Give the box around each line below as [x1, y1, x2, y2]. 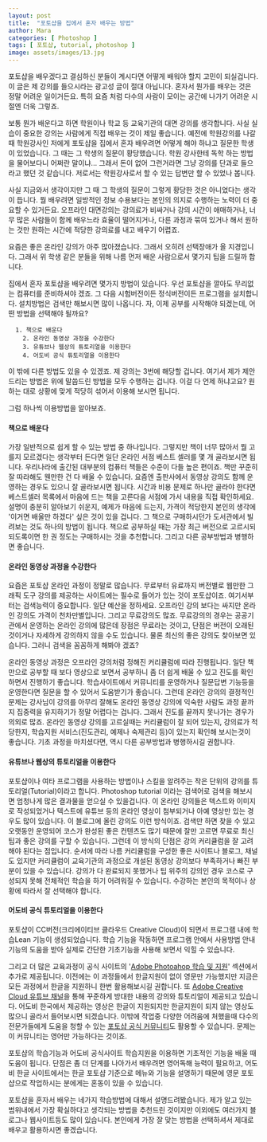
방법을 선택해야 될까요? [16, 308, 89, 318]
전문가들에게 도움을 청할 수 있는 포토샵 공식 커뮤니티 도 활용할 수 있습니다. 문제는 [8, 1021, 257, 1030]
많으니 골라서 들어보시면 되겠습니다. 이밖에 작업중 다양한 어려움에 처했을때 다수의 [8, 1011, 259, 1021]
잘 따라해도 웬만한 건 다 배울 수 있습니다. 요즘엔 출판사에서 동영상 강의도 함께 [8, 472, 246, 482]
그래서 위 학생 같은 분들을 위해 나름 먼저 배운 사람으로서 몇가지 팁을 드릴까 [18, 252, 248, 261]
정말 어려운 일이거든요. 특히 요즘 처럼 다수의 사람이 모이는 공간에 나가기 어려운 [8, 92, 250, 100]
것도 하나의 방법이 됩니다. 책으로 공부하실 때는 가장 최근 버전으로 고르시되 [29, 522, 257, 532]
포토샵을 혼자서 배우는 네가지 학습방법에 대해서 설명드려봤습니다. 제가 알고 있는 [8, 1095, 253, 1105]
